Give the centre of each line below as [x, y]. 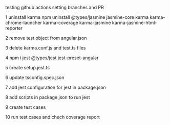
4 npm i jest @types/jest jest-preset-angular [52, 58]
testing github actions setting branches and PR [55, 7]
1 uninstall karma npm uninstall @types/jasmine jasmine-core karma [77, 17]
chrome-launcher [24, 23]
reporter [14, 28]
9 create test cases [26, 107]
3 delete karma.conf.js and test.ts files [46, 48]
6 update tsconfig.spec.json [35, 78]
